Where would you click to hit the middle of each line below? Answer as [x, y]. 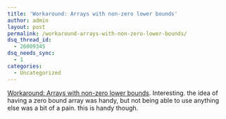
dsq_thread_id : [30, 40]
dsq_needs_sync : [31, 54]
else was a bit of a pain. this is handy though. [73, 108]
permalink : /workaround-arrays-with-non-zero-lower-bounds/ [98, 33]
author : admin [28, 20]
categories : [25, 66]
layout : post [26, 27]
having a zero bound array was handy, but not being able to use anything [113, 100]
